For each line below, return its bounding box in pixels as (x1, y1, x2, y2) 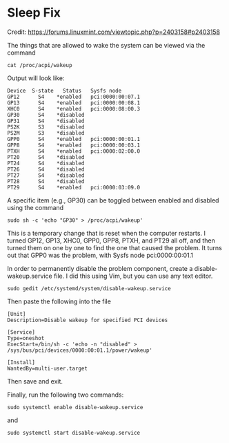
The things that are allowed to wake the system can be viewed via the (7, 41, 206, 49)
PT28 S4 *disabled (7, 178, 85, 185)
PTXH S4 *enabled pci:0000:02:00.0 (7, 147, 140, 155)
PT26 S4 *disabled (7, 166, 85, 173)
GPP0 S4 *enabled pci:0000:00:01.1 (7, 135, 140, 142)
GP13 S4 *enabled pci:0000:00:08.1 (7, 99, 140, 106)
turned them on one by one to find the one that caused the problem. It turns (7, 243, 222, 252)
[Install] (7, 359, 36, 366)
